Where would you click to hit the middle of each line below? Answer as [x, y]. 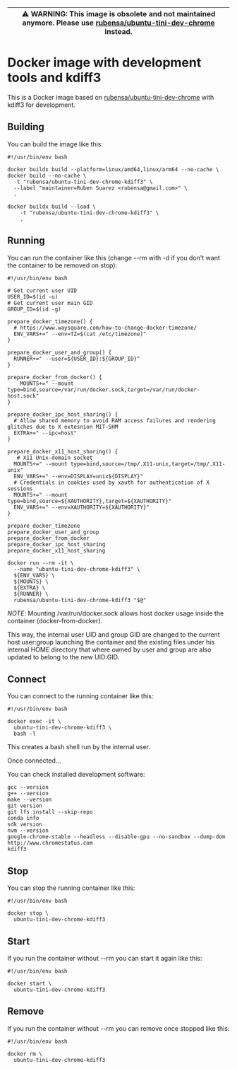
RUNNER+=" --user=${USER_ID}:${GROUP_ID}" [77, 359]
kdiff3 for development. [41, 105]
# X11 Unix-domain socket [55, 458]
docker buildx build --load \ [52, 207]
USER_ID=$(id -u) [33, 296]
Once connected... [34, 761]
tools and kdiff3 [54, 78]
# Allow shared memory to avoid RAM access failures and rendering [115, 420]
